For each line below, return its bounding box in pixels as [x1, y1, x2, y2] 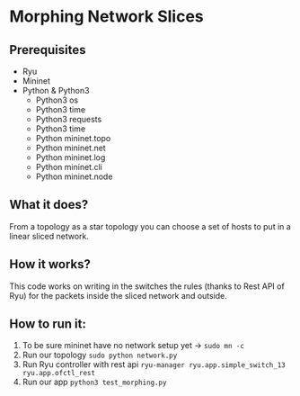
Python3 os [35, 94, 79, 105]
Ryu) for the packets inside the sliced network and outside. [9, 290, 227, 301]
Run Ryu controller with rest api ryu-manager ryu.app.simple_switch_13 [22, 359, 286, 370]
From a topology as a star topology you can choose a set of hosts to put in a [9, 220, 292, 231]
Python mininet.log [35, 152, 106, 163]
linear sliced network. [9, 230, 90, 241]
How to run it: [9, 317, 87, 332]
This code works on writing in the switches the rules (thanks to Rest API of [9, 281, 285, 292]
